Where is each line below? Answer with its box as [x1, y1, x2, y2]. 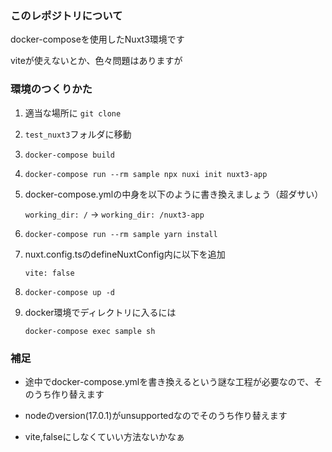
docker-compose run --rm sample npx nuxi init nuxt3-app [24, 169, 268, 179]
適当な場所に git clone [24, 107, 122, 119]
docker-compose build [24, 150, 115, 160]
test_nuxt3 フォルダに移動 [24, 128, 132, 140]
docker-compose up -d [24, 287, 115, 297]
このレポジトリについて [10, 8, 123, 22]
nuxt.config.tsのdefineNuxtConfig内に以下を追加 [24, 248, 226, 260]
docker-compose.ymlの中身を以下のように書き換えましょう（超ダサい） [24, 188, 324, 200]
